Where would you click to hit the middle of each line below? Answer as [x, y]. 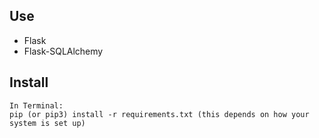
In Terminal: [36, 105]
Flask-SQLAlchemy [63, 51]
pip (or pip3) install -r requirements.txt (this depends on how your [159, 114]
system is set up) [47, 123]
